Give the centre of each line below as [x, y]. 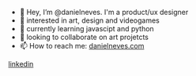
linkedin [21, 64]
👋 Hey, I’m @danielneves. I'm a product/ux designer [104, 12]
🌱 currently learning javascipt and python [87, 29]
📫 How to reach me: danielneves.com [82, 46]
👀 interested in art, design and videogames [89, 20]
